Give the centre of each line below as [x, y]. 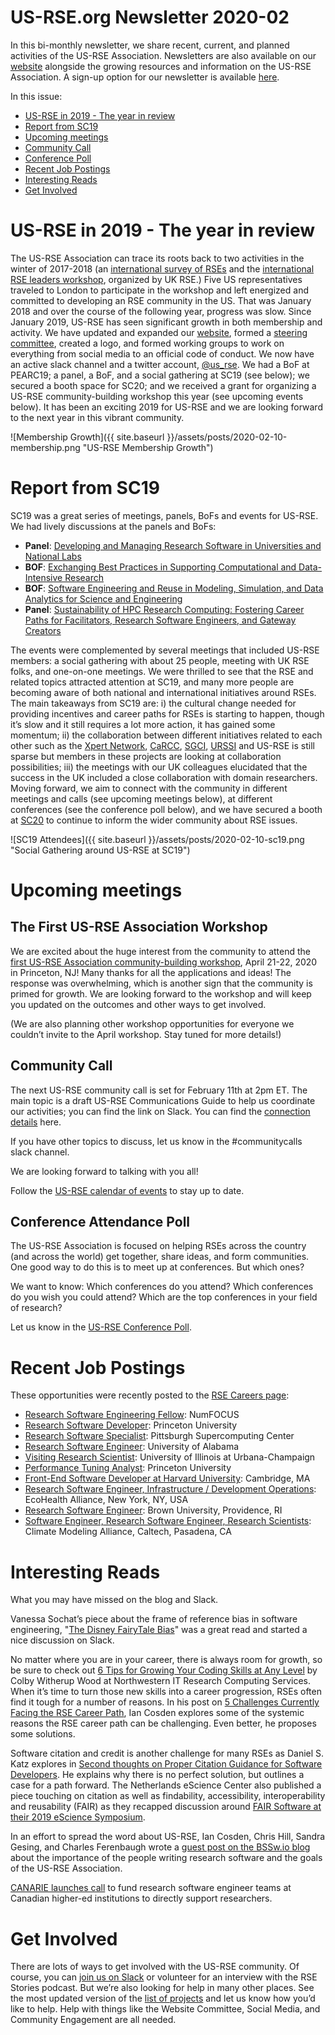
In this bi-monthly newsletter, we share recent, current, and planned [150, 45]
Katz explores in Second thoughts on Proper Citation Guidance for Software [166, 1764]
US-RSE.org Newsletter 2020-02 [150, 17]
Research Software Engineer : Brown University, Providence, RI [153, 1510]
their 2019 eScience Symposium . [78, 1817]
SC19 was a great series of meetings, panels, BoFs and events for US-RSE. [164, 515]
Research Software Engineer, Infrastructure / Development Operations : [170, 1489]
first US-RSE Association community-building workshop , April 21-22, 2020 [164, 962]
